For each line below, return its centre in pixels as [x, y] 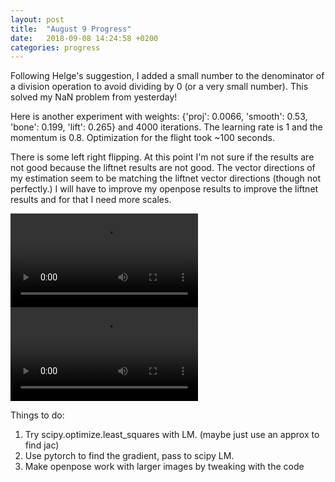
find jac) [42, 445]
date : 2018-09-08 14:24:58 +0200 [84, 38]
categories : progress [55, 47]
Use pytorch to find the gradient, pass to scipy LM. [129, 456]
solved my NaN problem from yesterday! [94, 97]
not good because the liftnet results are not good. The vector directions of [163, 168]
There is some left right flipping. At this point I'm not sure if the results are [162, 157]
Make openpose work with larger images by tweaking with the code [164, 467]
